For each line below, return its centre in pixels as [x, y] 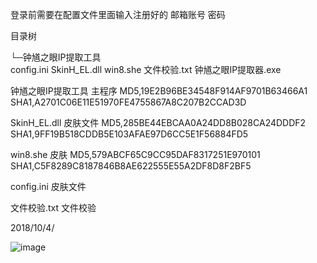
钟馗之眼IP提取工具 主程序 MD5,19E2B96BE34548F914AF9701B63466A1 [159, 91]
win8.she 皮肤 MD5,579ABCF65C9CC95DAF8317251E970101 [135, 154]
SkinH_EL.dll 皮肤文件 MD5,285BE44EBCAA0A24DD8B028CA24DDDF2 [158, 122]
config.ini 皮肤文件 [48, 186]
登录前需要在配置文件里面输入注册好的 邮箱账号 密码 [118, 14]
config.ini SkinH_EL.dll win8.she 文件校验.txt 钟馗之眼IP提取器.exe [146, 69]
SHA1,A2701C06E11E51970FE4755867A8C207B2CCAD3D [128, 102]
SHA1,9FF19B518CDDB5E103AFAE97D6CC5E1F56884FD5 [129, 134]
